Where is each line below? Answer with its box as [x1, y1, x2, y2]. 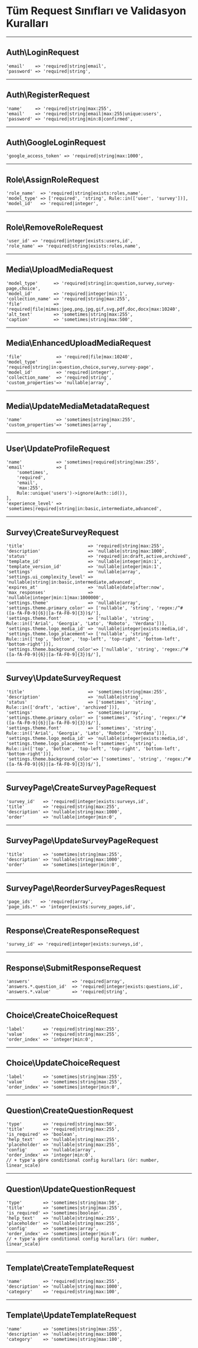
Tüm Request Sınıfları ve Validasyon [6, 4, 187, 18]
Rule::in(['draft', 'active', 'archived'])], [6, 704, 120, 710]
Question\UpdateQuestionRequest [6, 1184, 136, 1194]
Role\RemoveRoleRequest [6, 222, 103, 232]
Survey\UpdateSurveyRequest [6, 673, 121, 683]
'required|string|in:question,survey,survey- [61, 280, 176, 286]
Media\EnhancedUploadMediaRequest [6, 338, 151, 348]
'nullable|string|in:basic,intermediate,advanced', [6, 579, 136, 586]
